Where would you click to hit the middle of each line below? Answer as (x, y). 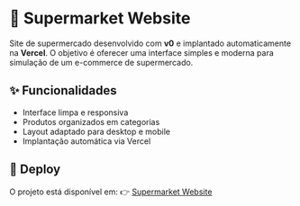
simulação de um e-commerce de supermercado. (101, 62)
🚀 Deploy (35, 170)
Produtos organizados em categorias (91, 121)
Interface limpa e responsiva (75, 112)
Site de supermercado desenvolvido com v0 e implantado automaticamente (150, 43)
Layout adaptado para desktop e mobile (96, 131)
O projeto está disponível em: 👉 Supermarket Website (111, 192)
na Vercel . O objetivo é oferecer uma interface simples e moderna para (142, 52)
